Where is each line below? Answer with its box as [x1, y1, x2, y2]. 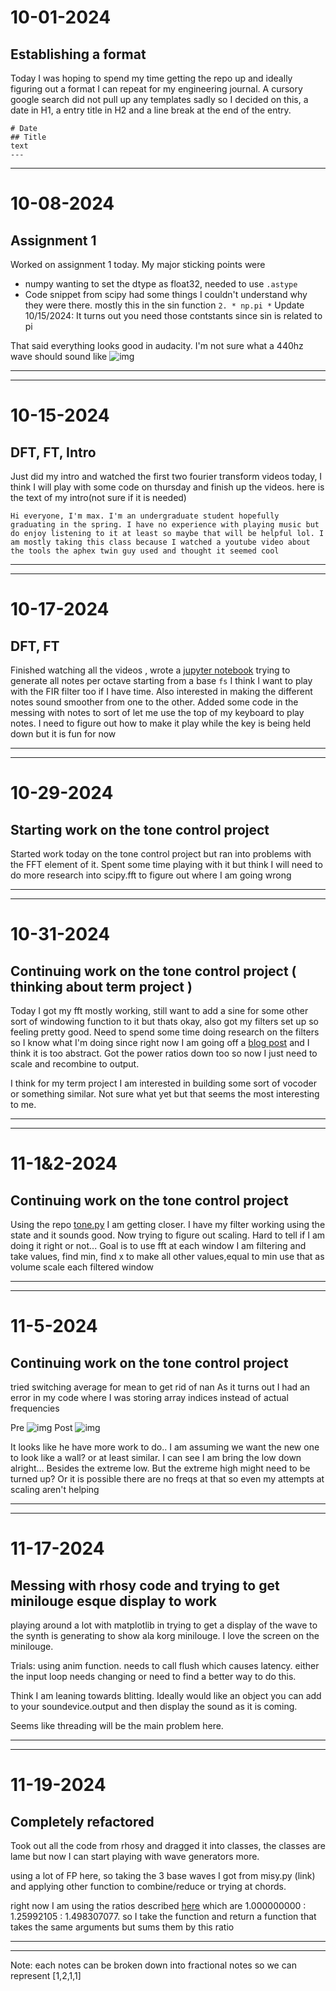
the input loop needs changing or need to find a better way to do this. [10, 1671, 297, 1682]
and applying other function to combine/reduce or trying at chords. [10, 1881, 287, 1892]
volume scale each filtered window [10, 1261, 155, 1273]
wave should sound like [10, 351, 108, 362]
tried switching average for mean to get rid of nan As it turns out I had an [10, 1381, 311, 1393]
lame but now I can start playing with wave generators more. [10, 1851, 260, 1862]
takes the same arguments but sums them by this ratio [10, 1921, 235, 1933]
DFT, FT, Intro [10, 444, 97, 461]
